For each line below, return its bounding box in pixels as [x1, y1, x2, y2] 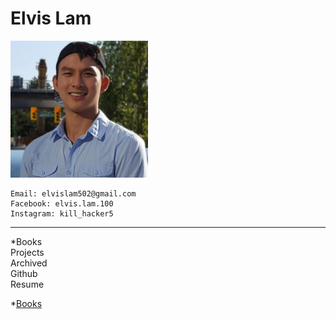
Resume [10, 278, 45, 291]
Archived [10, 257, 48, 269]
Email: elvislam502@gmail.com [10, 189, 137, 199]
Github [10, 268, 38, 280]
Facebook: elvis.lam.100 [10, 199, 114, 209]
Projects [10, 247, 45, 259]
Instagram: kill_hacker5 [10, 209, 114, 219]
